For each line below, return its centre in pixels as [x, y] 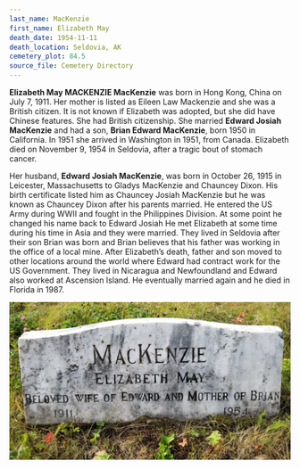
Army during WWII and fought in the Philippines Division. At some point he [146, 214]
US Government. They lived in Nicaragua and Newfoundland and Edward [143, 271]
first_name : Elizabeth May [59, 28]
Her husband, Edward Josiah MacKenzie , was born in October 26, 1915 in [146, 176]
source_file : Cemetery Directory [71, 66]
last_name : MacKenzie [50, 19]
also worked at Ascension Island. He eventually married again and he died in [150, 280]
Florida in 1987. [37, 289]
